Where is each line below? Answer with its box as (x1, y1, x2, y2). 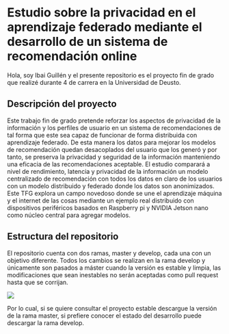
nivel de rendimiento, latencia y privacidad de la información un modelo (7, 167, 208, 175)
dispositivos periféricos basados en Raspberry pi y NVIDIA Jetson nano (7, 203, 208, 211)
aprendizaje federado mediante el (7, 19, 203, 35)
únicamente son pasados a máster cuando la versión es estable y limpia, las (7, 264, 221, 272)
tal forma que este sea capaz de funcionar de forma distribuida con (7, 131, 198, 139)
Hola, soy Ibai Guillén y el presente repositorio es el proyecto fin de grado (7, 70, 214, 79)
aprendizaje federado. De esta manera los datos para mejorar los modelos (7, 138, 217, 146)
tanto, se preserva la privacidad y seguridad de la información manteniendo (7, 153, 221, 161)
